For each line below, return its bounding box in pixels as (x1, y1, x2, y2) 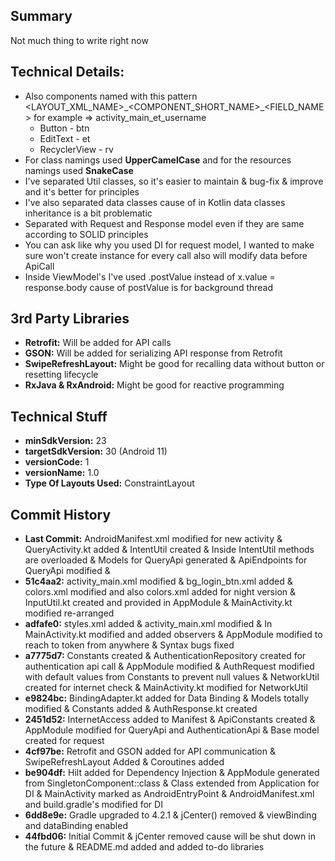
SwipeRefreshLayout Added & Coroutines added (24, 756, 225, 768)
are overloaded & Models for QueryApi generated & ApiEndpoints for (24, 554, 308, 566)
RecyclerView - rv (39, 143, 114, 155)
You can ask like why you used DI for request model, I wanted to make (24, 239, 315, 251)
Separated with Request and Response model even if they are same (24, 217, 305, 229)
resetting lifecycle (24, 369, 99, 381)
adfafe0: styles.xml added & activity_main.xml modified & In (24, 618, 273, 630)
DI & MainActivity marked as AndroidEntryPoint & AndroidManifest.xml (24, 788, 315, 800)
